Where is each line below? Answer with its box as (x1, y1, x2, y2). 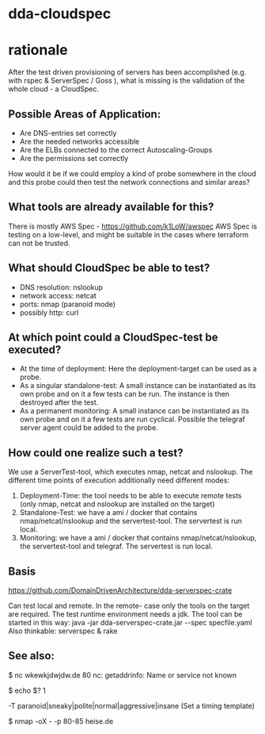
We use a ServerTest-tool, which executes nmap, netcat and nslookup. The (8, 467, 253, 477)
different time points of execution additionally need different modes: (8, 475, 229, 485)
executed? (8, 343, 62, 356)
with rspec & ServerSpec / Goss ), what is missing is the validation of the (8, 76, 245, 86)
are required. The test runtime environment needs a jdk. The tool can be (8, 609, 243, 619)
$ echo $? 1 (8, 686, 46, 695)
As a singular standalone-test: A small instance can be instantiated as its (19, 381, 256, 390)
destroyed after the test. (19, 398, 99, 407)
